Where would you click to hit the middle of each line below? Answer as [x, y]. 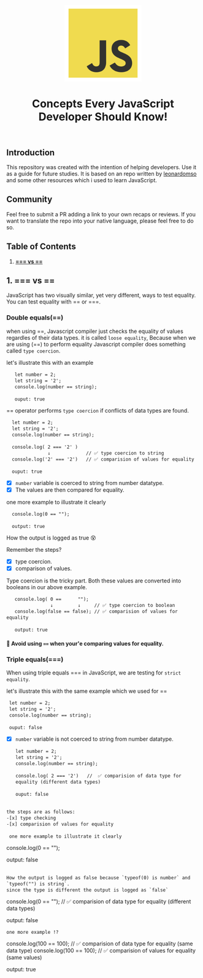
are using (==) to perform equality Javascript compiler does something [96, 344]
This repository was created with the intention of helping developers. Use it [101, 167]
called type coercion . [33, 351]
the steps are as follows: [41, 812]
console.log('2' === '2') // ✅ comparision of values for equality [103, 459]
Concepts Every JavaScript [103, 104]
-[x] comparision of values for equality [60, 824]
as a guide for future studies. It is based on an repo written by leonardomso [101, 174]
